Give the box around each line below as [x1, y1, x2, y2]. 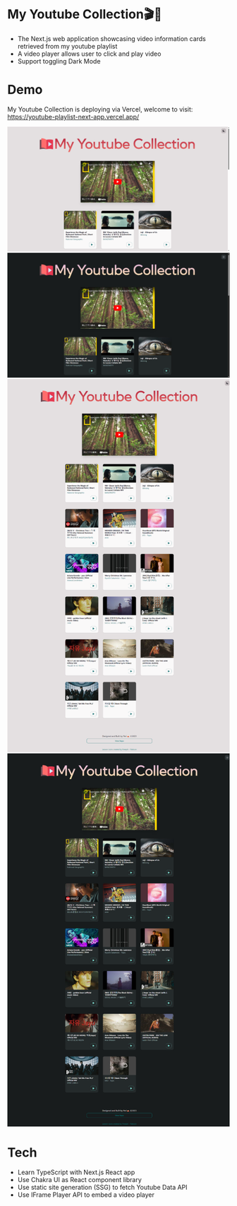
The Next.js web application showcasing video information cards [17, 34, 207, 43]
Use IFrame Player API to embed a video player [17, 1190, 155, 1199]
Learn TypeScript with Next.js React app [17, 1168, 135, 1176]
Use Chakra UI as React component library [17, 1175, 142, 1183]
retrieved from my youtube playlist [17, 42, 118, 50]
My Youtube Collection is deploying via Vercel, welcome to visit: [7, 104, 193, 114]
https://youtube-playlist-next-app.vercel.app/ [7, 112, 140, 121]
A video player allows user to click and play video [17, 49, 162, 58]
